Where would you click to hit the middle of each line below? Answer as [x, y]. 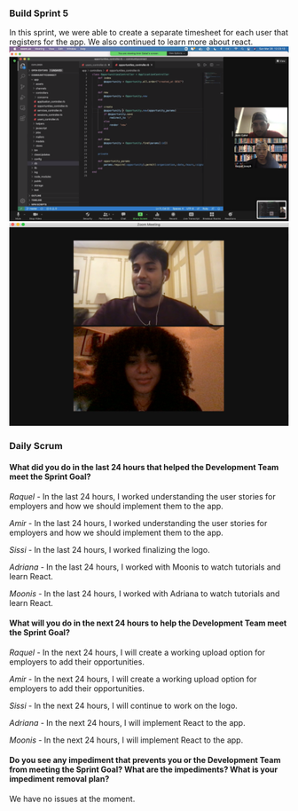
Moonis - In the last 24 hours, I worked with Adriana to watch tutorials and [145, 594]
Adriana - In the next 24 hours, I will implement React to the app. [127, 722]
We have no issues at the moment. [72, 799]
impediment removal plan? [59, 779]
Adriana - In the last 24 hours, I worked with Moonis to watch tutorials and [145, 567]
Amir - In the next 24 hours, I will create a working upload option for [133, 679]
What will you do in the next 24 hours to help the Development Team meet [148, 623]
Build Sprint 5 [39, 13]
